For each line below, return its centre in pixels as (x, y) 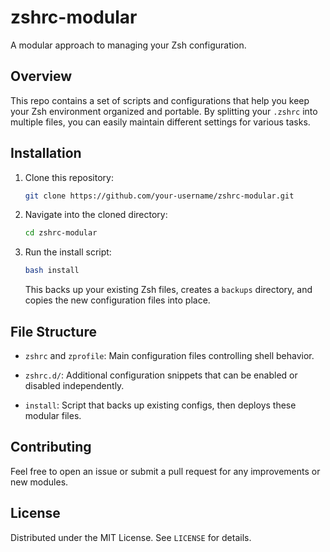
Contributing (51, 447)
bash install (52, 271)
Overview (41, 76)
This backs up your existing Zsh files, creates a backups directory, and (168, 290)
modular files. (53, 415)
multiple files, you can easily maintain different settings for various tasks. (160, 122)
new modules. (39, 482)
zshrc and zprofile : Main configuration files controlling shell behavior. (169, 355)
